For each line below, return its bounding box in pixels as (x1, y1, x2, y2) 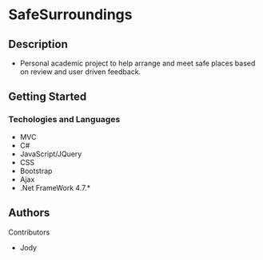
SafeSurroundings (8, 6, 133, 24)
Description (8, 37, 68, 51)
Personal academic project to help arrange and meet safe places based (19, 58, 256, 68)
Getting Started (8, 90, 87, 104)
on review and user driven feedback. (19, 67, 141, 77)
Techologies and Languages (8, 114, 121, 125)
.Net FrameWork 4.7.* (19, 183, 90, 192)
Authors (8, 206, 50, 220)
